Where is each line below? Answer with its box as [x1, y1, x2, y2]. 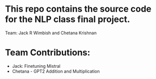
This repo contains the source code [5, 3, 152, 15]
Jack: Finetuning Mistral [12, 63, 61, 69]
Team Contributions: [5, 47, 91, 58]
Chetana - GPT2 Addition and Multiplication [12, 68, 100, 74]
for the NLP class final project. [5, 14, 130, 25]
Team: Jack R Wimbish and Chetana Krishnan [5, 30, 97, 36]
